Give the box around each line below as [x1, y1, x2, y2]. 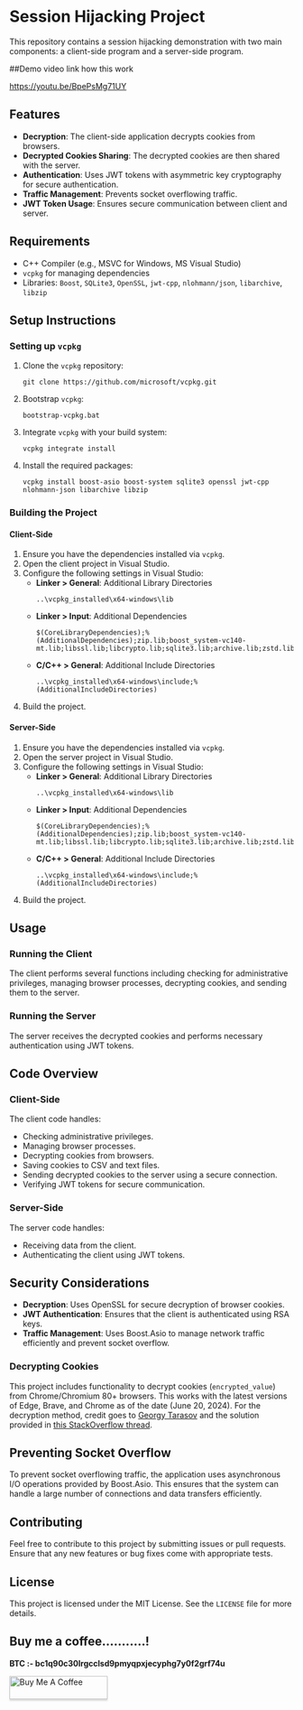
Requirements [9, 234, 90, 249]
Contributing [9, 1514, 83, 1529]
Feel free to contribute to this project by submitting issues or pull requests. [9, 1538, 287, 1549]
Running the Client [9, 947, 93, 960]
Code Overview [9, 1065, 99, 1081]
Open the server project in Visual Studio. [22, 751, 174, 762]
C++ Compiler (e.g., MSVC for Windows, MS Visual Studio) [22, 257, 242, 268]
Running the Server [9, 1009, 96, 1022]
